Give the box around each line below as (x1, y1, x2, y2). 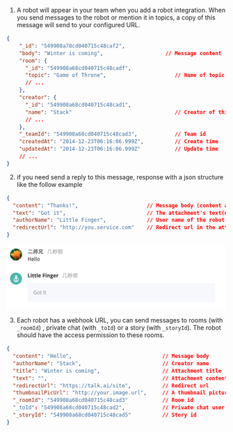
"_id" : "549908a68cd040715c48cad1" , (24, 101, 131, 108)
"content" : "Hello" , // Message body (13, 352, 209, 360)
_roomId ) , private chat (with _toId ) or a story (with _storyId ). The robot (16, 324, 222, 332)
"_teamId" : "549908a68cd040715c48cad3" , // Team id (19, 131, 207, 138)
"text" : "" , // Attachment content (13, 375, 228, 382)
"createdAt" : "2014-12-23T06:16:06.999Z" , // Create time (19, 138, 218, 145)
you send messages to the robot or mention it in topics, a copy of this (16, 13, 216, 22)
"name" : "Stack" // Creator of (24, 108, 216, 116)
